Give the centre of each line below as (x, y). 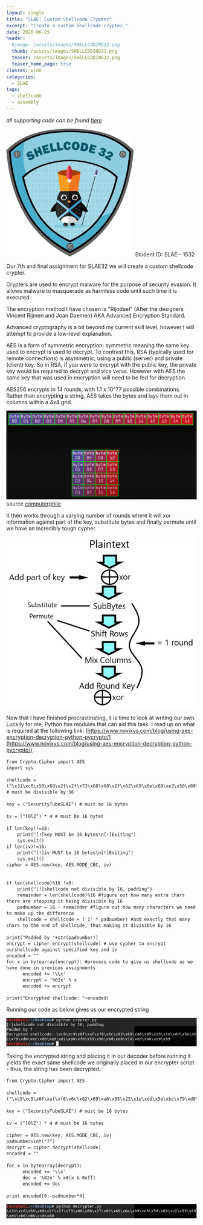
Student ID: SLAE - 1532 (165, 254)
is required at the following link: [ (47, 731)
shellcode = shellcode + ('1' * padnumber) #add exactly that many (104, 920)
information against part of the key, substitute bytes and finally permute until (101, 522)
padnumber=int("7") (31, 1142)
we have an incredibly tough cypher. (51, 529)
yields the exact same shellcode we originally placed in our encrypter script (100, 1063)
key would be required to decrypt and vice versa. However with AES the (96, 371)
